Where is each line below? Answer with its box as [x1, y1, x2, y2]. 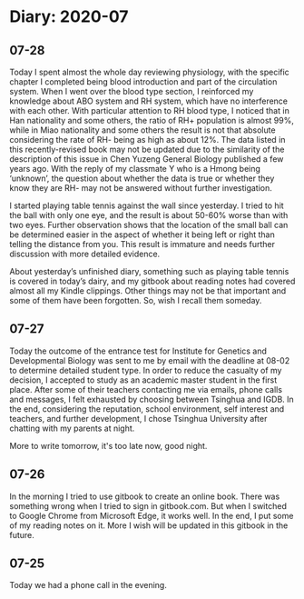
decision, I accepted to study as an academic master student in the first [9, 374, 278, 385]
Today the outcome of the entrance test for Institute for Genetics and [9, 345, 268, 356]
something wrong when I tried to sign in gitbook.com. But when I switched [9, 500, 288, 511]
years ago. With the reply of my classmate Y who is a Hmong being [9, 164, 261, 174]
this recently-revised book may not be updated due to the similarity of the [9, 144, 285, 155]
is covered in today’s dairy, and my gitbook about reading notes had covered [9, 275, 296, 286]
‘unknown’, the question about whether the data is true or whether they [9, 173, 275, 184]
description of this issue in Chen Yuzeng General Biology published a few [9, 154, 284, 165]
